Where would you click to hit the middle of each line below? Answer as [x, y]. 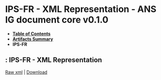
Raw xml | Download [26, 72]
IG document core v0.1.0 [57, 20]
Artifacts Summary [33, 39]
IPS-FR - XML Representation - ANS [81, 9]
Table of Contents [31, 33]
